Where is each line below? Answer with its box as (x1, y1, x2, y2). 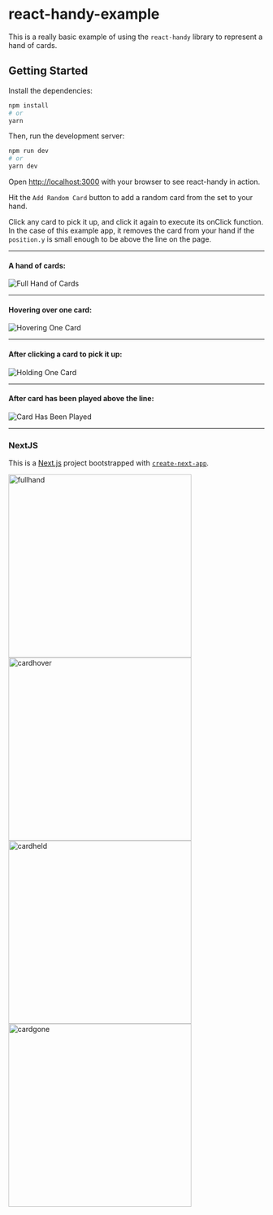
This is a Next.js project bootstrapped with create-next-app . (8, 458, 210, 468)
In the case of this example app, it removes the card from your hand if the (8, 225, 254, 235)
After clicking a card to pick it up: (8, 349, 123, 359)
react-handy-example (8, 5, 160, 24)
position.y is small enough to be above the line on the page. (8, 234, 212, 244)
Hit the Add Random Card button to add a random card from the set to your (8, 193, 253, 202)
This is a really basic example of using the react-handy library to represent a (8, 32, 263, 42)
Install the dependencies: (8, 85, 93, 95)
